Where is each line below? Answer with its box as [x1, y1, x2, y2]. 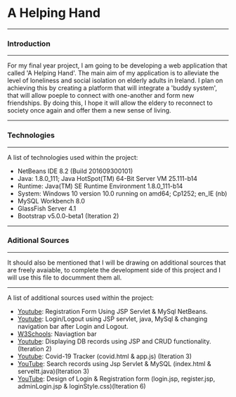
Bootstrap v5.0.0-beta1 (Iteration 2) [17, 211, 119, 220]
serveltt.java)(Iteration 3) [17, 367, 90, 375]
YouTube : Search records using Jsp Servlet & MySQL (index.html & [17, 359, 211, 367]
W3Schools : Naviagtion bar [17, 329, 97, 338]
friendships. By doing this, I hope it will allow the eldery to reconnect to [7, 99, 213, 107]
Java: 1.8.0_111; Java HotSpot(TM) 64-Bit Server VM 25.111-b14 [17, 174, 198, 182]
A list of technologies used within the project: [7, 153, 138, 161]
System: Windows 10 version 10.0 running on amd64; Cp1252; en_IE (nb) [17, 189, 228, 198]
